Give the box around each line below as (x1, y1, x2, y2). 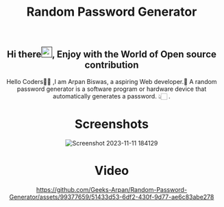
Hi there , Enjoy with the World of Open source (6, 49, 217, 60)
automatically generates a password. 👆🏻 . (52, 92, 171, 100)
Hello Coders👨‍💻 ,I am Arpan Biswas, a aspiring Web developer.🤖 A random (6, 77, 217, 85)
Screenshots (74, 116, 149, 132)
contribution (84, 59, 139, 71)
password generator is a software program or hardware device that (16, 85, 207, 93)
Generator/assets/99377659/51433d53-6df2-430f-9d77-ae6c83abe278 (9, 193, 214, 201)
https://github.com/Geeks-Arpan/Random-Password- (36, 185, 187, 193)
